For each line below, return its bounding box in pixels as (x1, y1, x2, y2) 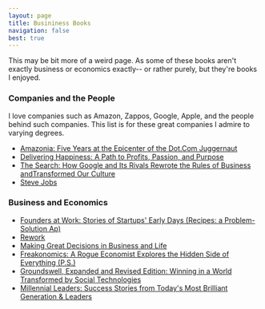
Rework (19, 232, 46, 242)
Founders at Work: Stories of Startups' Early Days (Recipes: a (19, 215, 223, 224)
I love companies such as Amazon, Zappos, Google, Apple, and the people (8, 111, 255, 121)
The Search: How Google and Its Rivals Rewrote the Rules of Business (19, 160, 251, 170)
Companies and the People (8, 93, 115, 104)
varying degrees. (8, 128, 65, 137)
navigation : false (8, 26, 70, 34)
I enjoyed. (8, 73, 42, 82)
